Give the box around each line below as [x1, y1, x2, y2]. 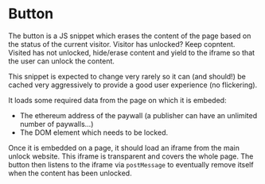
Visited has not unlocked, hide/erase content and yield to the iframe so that [8, 48, 255, 57]
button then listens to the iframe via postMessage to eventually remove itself [8, 159, 254, 169]
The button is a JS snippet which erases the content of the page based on [8, 31, 251, 40]
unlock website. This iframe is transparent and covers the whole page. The [8, 151, 254, 161]
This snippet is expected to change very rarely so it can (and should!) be [8, 71, 247, 81]
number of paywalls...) [19, 119, 94, 128]
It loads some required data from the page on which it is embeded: [8, 95, 227, 105]
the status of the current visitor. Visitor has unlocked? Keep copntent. [8, 39, 236, 48]
